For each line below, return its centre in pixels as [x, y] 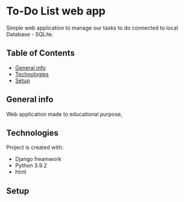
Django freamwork [38, 159]
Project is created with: [35, 147]
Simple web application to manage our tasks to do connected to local [92, 28]
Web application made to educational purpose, [64, 114]
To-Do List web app [56, 11]
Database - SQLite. [30, 34]
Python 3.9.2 [31, 166]
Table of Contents [41, 53]
